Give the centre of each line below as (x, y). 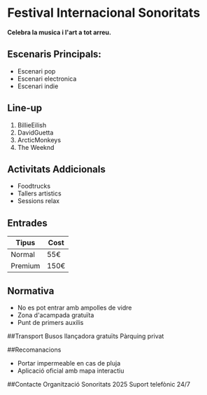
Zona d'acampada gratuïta (56, 315)
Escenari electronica (47, 78)
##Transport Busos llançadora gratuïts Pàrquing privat (86, 336)
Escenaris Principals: (54, 54)
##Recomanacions (34, 349)
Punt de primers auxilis (50, 323)
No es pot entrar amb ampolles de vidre (74, 307)
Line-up (25, 108)
